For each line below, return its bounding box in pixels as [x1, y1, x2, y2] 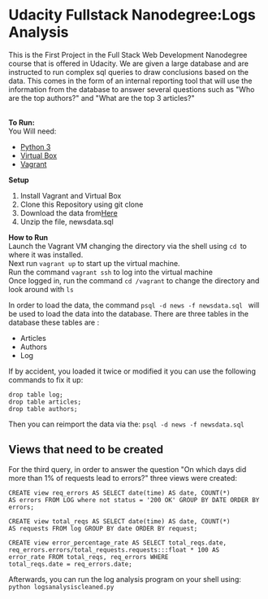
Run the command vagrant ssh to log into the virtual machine [8, 267, 214, 277]
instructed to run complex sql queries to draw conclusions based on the [8, 67, 249, 77]
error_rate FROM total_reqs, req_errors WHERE [8, 553, 169, 561]
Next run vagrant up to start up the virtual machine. [8, 258, 180, 268]
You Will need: [8, 126, 57, 136]
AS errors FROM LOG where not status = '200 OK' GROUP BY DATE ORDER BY [8, 496, 260, 504]
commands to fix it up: [8, 374, 84, 384]
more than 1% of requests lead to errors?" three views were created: [8, 473, 238, 483]
